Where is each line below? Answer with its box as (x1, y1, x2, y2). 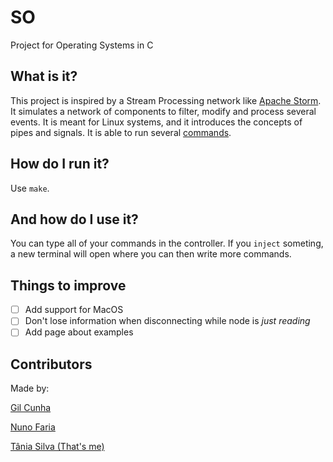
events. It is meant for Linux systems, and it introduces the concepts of (10, 116, 303, 128)
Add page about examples (24, 326, 134, 338)
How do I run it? (10, 156, 110, 173)
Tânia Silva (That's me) (10, 441, 105, 453)
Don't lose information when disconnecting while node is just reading (24, 315, 311, 327)
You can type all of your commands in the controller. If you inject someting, (10, 237, 324, 250)
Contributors (10, 356, 93, 373)
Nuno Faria (10, 421, 56, 433)
